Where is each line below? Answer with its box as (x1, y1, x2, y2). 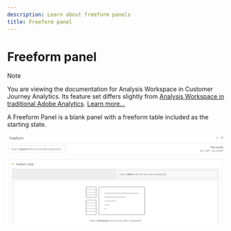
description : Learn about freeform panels (7, 11, 131, 18)
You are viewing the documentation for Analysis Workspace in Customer (7, 85, 214, 93)
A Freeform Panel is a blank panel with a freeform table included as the (7, 113, 209, 121)
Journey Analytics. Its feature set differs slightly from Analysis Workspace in (7, 92, 224, 101)
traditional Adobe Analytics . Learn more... (7, 100, 125, 108)
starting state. (7, 121, 47, 129)
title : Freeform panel (7, 18, 72, 26)
